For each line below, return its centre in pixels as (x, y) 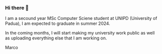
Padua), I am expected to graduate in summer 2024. (58, 23)
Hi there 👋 (17, 8)
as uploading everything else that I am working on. (56, 38)
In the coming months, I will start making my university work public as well (80, 33)
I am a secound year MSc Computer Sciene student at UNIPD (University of (81, 18)
